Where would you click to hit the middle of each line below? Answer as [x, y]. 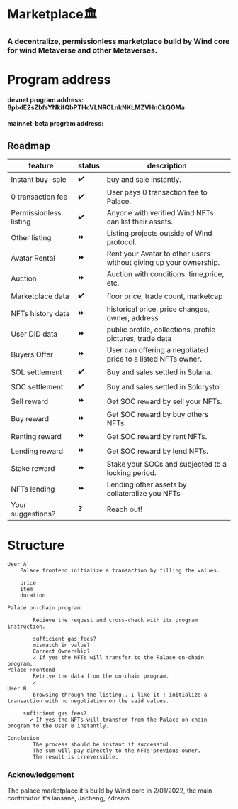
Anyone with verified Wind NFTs [160, 213]
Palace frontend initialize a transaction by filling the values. [120, 571]
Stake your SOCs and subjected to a [167, 465]
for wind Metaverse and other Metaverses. [83, 50]
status [89, 166]
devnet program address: [45, 99]
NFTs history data [40, 314]
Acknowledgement [41, 775]
